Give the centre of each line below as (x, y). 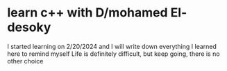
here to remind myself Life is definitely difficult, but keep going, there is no (113, 54)
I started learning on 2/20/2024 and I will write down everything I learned (112, 46)
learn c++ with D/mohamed (87, 13)
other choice (25, 61)
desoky (29, 27)
